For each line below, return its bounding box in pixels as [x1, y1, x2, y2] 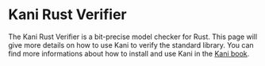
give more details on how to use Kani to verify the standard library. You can [8, 40, 254, 49]
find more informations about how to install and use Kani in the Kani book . [8, 49, 250, 58]
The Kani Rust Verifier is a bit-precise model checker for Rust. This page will [8, 32, 258, 41]
